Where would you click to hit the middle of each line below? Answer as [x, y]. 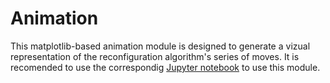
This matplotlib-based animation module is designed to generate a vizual [160, 46]
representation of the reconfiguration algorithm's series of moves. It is [155, 56]
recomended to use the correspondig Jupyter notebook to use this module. [165, 67]
